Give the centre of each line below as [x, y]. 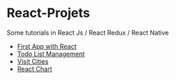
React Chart [35, 69]
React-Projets [48, 13]
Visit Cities [33, 61]
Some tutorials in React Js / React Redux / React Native [88, 33]
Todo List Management [51, 54]
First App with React [47, 46]
